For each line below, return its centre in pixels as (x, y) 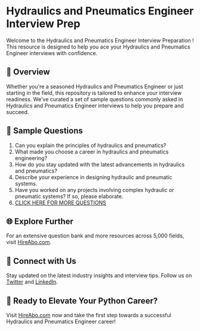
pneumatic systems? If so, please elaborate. (69, 196)
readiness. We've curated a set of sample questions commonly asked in (95, 99)
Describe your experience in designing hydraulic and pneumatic (93, 177)
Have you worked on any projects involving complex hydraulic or (94, 189)
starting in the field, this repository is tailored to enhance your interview (94, 93)
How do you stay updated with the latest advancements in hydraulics (100, 164)
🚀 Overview (28, 72)
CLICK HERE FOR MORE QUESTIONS (60, 203)
